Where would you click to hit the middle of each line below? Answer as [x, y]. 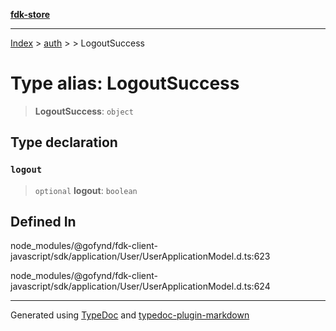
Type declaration [64, 142]
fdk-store [30, 14]
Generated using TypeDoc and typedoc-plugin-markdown [130, 315]
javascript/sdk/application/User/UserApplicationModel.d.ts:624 [140, 286]
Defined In [43, 222]
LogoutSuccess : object [84, 111]
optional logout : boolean [86, 190]
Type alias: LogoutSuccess [125, 83]
